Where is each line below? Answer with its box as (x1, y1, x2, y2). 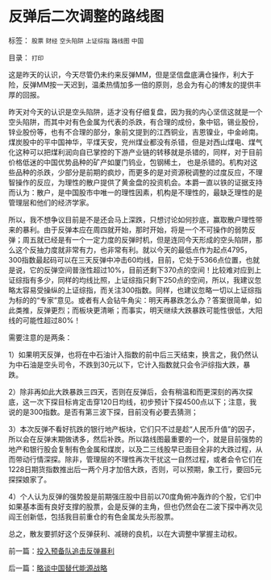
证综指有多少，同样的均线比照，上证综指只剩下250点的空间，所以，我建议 (8, 275, 255, 284)
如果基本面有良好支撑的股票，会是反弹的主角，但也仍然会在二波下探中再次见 (8, 501, 263, 512)
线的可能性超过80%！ (8, 315, 81, 325)
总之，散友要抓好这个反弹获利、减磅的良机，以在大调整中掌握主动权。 (8, 528, 242, 538)
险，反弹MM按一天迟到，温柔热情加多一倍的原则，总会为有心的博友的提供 (8, 80, 255, 89)
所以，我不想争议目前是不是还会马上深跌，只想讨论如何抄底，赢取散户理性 (8, 214, 256, 224)
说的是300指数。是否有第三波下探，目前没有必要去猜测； (8, 407, 199, 416)
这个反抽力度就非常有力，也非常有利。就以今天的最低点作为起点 (15, 245, 227, 255)
